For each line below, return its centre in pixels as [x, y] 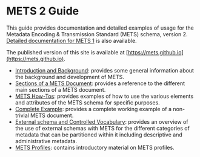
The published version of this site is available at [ [67, 52]
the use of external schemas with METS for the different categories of [102, 128]
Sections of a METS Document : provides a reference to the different [100, 83]
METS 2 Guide [43, 11]
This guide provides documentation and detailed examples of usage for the [100, 28]
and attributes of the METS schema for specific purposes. [88, 102]
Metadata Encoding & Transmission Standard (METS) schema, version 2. [97, 34]
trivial [22, 115]
